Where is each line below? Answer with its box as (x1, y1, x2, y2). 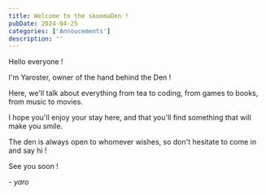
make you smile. (8, 121, 63, 131)
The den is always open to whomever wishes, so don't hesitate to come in (8, 137, 257, 147)
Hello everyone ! (8, 57, 63, 67)
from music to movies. (8, 97, 84, 106)
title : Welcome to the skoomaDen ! (8, 11, 129, 20)
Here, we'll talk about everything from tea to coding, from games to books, (8, 89, 259, 98)
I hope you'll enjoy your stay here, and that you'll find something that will (8, 113, 252, 123)
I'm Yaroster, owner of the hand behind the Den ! (8, 72, 172, 82)
